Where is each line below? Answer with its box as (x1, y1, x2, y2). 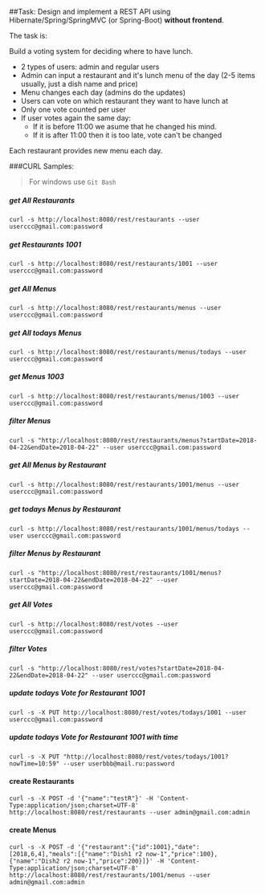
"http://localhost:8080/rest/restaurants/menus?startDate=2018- (38, 436, 258, 444)
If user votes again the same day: (20, 113, 132, 123)
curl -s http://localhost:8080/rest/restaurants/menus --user (9, 304, 222, 312)
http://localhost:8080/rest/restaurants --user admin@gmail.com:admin (9, 808, 251, 816)
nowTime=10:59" (9, 759, 60, 768)
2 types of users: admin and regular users (20, 62, 160, 71)
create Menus (9, 825, 57, 835)
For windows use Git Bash (28, 177, 116, 186)
